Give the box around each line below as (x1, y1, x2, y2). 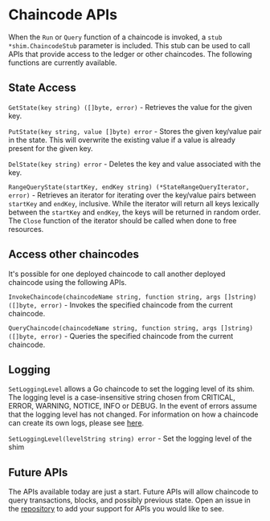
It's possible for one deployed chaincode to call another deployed (8, 269, 226, 279)
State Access (8, 81, 76, 95)
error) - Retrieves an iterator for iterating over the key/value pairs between (8, 190, 256, 200)
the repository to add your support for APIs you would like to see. (8, 504, 225, 514)
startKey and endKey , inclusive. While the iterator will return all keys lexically (8, 198, 260, 208)
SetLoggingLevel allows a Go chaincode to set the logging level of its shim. (8, 384, 255, 394)
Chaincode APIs (8, 6, 118, 24)
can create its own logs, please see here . (8, 418, 145, 428)
